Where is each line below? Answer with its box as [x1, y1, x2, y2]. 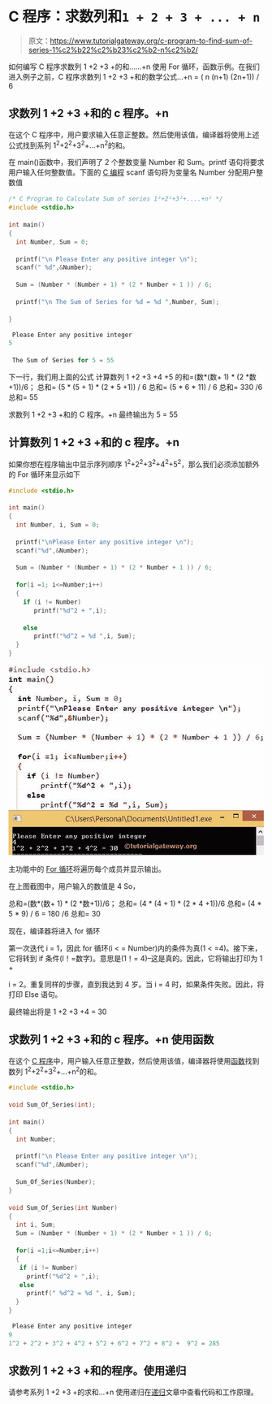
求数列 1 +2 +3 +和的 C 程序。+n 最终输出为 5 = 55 [8, 409, 179, 419]
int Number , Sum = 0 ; [15, 237, 89, 246]
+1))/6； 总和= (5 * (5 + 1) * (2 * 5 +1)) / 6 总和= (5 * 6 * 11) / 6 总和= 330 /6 [8, 383, 263, 392]
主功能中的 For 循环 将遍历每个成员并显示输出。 [8, 864, 166, 873]
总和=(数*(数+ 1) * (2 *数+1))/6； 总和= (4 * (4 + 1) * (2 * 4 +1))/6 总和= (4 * [8, 899, 262, 908]
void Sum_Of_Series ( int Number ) [8, 1203, 118, 1211]
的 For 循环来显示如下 [8, 469, 81, 479]
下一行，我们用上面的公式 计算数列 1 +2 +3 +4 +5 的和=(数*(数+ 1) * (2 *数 [8, 372, 257, 382]
